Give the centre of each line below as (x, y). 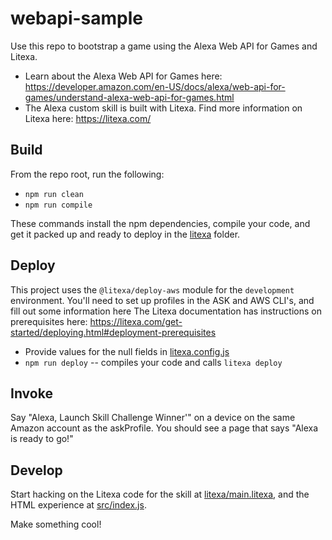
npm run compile (58, 205)
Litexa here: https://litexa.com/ (88, 118)
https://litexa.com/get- (136, 321)
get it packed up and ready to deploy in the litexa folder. (125, 234)
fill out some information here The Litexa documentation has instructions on (166, 311)
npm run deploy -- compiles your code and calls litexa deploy (153, 362)
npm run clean (54, 194)
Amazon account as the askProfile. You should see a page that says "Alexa (164, 428)
